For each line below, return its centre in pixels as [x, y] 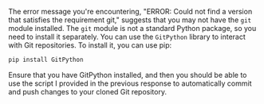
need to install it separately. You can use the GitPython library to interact [127, 37]
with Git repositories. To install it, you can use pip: [90, 45]
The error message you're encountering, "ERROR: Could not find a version [130, 12]
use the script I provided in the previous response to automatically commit [130, 83]
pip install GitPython [46, 60]
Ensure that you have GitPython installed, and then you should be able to [128, 75]
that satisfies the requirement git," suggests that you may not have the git [130, 20]
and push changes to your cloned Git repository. [88, 91]
